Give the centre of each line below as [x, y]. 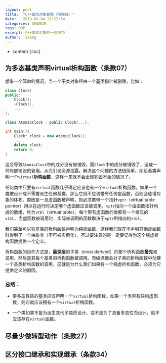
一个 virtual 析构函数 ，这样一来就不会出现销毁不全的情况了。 [71, 177]
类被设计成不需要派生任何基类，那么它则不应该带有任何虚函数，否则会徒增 [81, 194]
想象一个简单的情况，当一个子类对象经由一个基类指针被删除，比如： [74, 81]
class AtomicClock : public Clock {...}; [47, 122]
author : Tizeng [21, 38]
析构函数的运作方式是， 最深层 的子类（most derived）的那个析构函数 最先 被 [81, 252]
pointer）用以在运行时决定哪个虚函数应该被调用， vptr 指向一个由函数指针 [80, 206]
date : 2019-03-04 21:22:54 [35, 19]
